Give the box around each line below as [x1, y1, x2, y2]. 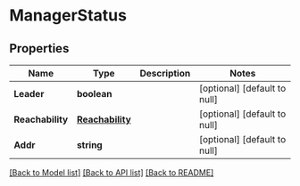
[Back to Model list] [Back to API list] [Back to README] [9, 167, 214, 178]
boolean [76, 88, 112, 100]
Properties [9, 41, 70, 56]
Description [139, 68, 191, 79]
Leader [13, 88, 45, 100]
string [76, 139, 103, 151]
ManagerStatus [9, 5, 128, 26]
